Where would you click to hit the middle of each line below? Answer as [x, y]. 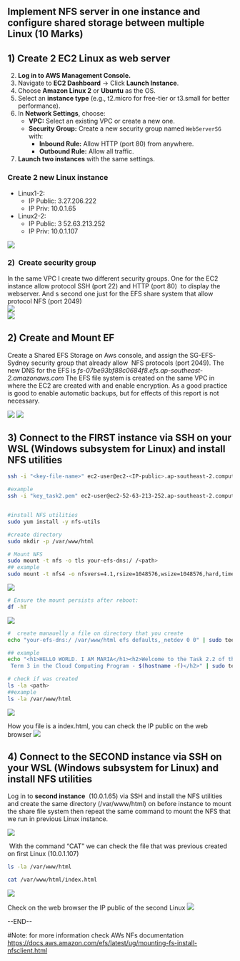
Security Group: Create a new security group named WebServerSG [125, 129]
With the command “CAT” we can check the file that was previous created [118, 846]
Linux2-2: [32, 216]
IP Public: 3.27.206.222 [62, 201]
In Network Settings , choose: [61, 114]
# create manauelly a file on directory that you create [95, 633]
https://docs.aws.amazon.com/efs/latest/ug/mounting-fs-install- [102, 943]
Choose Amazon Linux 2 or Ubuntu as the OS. [86, 91]
